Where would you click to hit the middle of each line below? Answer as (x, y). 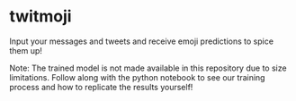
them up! (26, 50)
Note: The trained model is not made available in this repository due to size (148, 68)
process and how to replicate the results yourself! (101, 87)
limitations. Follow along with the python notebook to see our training (137, 77)
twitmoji (40, 17)
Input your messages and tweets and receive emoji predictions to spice (142, 41)
